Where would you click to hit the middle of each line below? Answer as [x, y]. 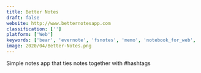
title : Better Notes [33, 12]
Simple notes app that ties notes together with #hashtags [79, 63]
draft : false [23, 18]
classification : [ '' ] [34, 29]
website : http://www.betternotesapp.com [59, 23]
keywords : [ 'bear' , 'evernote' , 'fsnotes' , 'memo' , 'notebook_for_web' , [101, 40]
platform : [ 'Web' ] [30, 35]
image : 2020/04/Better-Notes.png [49, 46]
